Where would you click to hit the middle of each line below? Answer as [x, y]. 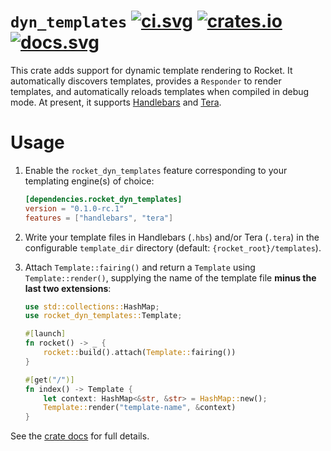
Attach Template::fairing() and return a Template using [140, 267]
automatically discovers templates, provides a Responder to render [146, 81]
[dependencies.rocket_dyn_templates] [103, 199]
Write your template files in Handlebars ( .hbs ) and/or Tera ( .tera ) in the [172, 237]
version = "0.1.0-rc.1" [74, 208]
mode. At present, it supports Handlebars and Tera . [116, 102]
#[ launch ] [45, 334]
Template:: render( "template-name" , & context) [140, 408]
